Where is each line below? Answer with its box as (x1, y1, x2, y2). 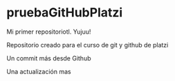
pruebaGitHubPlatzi (6, 5, 123, 21)
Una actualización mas (6, 67, 71, 76)
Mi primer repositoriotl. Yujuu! (6, 27, 91, 36)
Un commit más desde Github (6, 54, 91, 62)
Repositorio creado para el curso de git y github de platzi (6, 40, 169, 49)
